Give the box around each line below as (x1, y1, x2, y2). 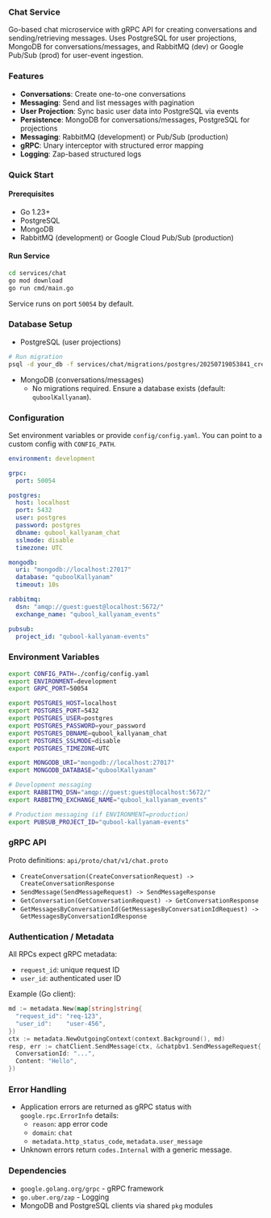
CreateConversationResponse (19, 879, 115, 887)
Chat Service (8, 6, 60, 18)
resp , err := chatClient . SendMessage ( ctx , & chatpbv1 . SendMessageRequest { (8, 1042, 262, 1050)
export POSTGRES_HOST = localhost (8, 699, 117, 707)
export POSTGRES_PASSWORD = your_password (8, 721, 147, 730)
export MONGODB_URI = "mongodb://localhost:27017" (8, 759, 175, 767)
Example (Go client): (8, 989, 77, 999)
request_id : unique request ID (19, 965, 120, 974)
